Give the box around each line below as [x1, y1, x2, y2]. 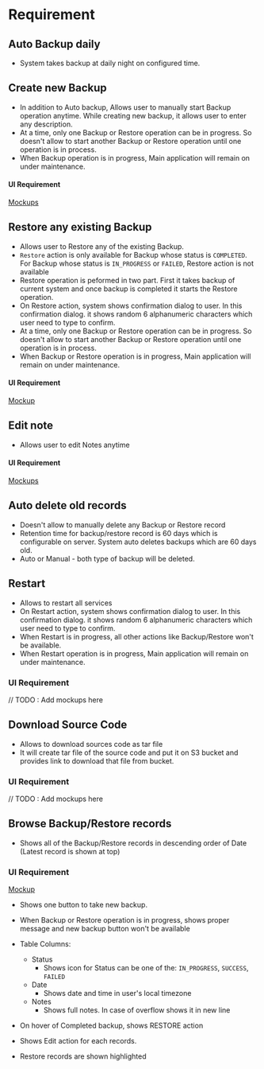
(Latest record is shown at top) [19, 846, 121, 856]
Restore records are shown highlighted [19, 1052, 147, 1061]
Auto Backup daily [8, 37, 101, 51]
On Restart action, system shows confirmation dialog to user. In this [19, 606, 241, 616]
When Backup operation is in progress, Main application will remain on [19, 153, 251, 162]
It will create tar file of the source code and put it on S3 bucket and [19, 748, 239, 757]
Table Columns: [19, 939, 71, 949]
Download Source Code [8, 718, 128, 732]
